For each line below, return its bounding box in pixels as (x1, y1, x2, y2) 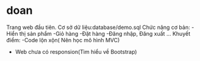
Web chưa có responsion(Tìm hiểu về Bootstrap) (15, 48, 137, 55)
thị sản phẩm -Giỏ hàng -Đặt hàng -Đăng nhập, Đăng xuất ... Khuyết (19, 30, 191, 37)
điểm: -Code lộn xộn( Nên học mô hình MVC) (6, 36, 120, 43)
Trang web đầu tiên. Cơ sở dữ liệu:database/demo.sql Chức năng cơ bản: (6, 24, 190, 31)
